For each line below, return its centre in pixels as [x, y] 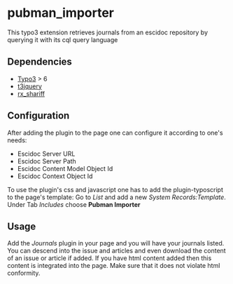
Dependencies [40, 62]
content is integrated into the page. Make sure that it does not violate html [114, 266]
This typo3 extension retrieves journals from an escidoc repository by [108, 32]
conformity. [24, 273]
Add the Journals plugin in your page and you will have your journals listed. [116, 243]
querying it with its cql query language [63, 39]
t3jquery [29, 86]
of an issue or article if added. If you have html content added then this [110, 258]
